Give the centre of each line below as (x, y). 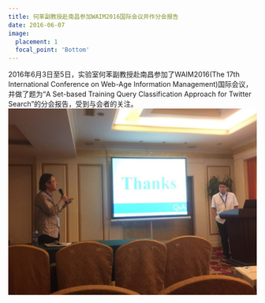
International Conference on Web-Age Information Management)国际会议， (131, 84)
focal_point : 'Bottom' (52, 50)
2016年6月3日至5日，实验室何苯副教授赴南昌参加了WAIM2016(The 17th (124, 74)
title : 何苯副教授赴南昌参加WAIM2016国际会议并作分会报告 (93, 17)
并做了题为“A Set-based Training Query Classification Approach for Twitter (130, 94)
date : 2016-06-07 (37, 25)
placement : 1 (37, 42)
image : (19, 33)
